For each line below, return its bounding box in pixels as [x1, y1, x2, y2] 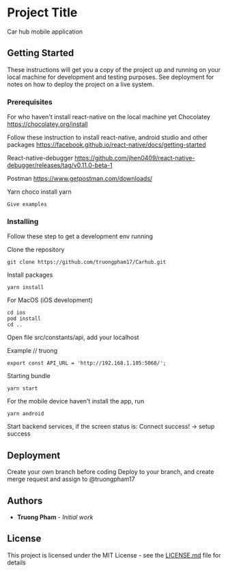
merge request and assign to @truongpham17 [7, 475, 135, 484]
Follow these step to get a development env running [7, 232, 154, 240]
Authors [7, 495, 43, 506]
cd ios [7, 310, 26, 316]
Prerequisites [7, 97, 53, 107]
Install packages [7, 271, 53, 279]
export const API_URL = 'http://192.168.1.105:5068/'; [7, 360, 167, 367]
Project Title [7, 5, 78, 21]
